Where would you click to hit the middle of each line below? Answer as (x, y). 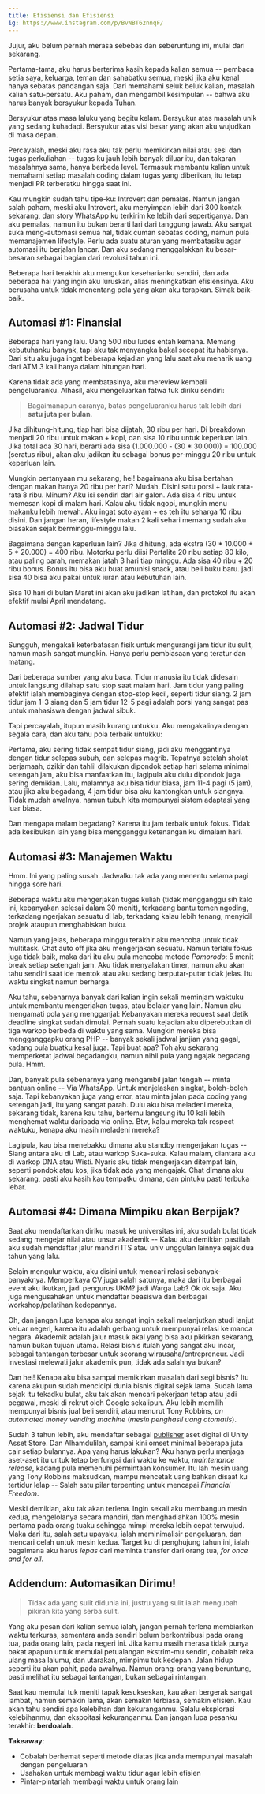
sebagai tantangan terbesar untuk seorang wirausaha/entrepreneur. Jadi (126, 1354)
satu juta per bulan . (60, 414)
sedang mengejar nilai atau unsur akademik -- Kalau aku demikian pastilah (129, 1239)
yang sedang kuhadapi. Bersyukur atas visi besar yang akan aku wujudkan (129, 126)
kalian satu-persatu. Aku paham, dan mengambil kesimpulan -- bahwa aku (129, 94)
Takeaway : (26, 1740)
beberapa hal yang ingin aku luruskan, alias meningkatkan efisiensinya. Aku (131, 281)
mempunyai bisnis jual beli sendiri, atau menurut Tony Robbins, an (116, 1410)
